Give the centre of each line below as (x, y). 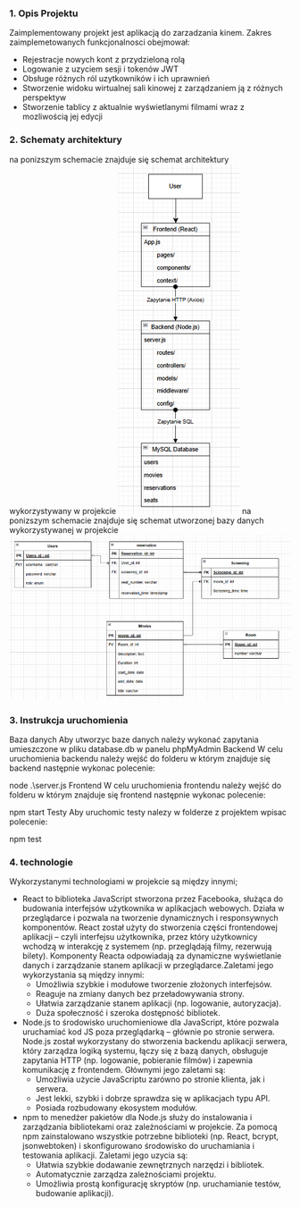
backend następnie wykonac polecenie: (83, 768)
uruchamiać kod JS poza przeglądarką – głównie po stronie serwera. (148, 1032)
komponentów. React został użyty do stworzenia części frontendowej (150, 927)
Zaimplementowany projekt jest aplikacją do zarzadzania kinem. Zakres (141, 33)
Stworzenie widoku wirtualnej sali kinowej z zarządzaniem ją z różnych (153, 89)
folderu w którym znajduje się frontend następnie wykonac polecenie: (137, 795)
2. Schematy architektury (66, 139)
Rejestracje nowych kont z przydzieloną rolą (104, 60)
